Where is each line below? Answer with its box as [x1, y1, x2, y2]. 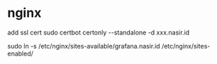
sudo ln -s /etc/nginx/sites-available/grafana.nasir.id [7, 41, 161, 50]
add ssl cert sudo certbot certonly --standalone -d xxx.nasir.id [7, 28, 190, 37]
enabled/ [7, 49, 34, 58]
